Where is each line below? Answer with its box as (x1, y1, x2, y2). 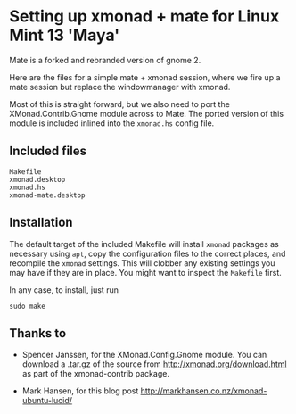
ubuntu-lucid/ (21, 395, 73, 406)
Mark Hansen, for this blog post (21, 385, 139, 396)
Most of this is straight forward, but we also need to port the (9, 98, 230, 109)
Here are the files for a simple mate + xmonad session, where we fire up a (9, 71, 281, 82)
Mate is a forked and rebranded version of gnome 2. (9, 54, 201, 65)
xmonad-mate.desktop (9, 190, 86, 200)
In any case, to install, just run (9, 284, 119, 295)
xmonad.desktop (9, 175, 66, 184)
